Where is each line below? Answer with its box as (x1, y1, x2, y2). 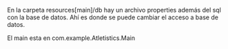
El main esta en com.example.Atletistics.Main (7, 34, 136, 42)
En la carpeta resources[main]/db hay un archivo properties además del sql (7, 6, 222, 14)
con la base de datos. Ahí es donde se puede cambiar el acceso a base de (7, 13, 219, 21)
